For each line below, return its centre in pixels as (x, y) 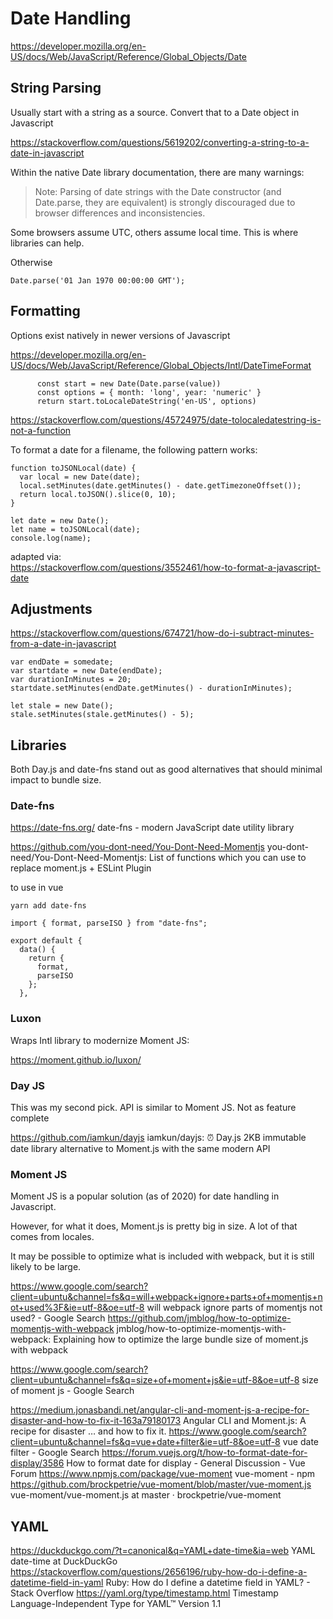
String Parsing (56, 88)
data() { (37, 950)
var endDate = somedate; (62, 662)
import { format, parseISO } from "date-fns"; (109, 923)
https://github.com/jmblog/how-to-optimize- (199, 1318)
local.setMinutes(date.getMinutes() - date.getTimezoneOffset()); (160, 485)
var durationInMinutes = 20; (71, 680)
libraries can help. (47, 243)
